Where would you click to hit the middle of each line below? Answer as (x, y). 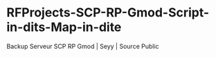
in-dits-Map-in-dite (64, 27)
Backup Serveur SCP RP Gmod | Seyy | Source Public (83, 46)
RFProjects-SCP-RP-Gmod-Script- (108, 13)
